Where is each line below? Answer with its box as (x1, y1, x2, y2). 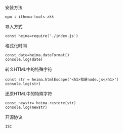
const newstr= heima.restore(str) (5, 101, 77, 106)
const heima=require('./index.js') (5, 34, 79, 39)
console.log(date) (5, 57, 43, 62)
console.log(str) (5, 82, 41, 87)
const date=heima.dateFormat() (5, 53, 70, 58)
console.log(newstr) (5, 105, 48, 110)
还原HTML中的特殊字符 (5, 91, 53, 97)
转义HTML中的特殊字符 (5, 66, 53, 72)
